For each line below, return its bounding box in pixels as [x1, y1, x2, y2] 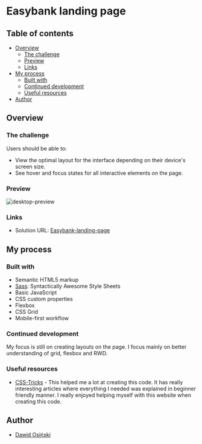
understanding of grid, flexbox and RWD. [6, 350, 108, 357]
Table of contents [6, 28, 74, 39]
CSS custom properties [14, 295, 74, 302]
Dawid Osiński [14, 431, 51, 439]
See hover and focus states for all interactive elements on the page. [14, 169, 183, 176]
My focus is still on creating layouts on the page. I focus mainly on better [6, 343, 187, 350]
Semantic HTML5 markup [14, 276, 79, 283]
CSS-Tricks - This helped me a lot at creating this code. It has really [14, 378, 183, 385]
